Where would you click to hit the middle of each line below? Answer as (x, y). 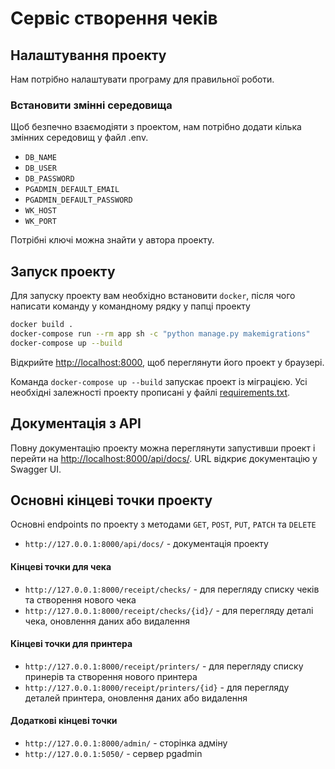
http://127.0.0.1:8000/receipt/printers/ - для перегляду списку (164, 666)
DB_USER (40, 168)
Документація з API (76, 423)
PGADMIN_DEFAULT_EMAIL (72, 190)
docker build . (42, 325)
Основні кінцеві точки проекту (111, 500)
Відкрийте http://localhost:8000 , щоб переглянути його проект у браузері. (167, 362)
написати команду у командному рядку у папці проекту (130, 306)
